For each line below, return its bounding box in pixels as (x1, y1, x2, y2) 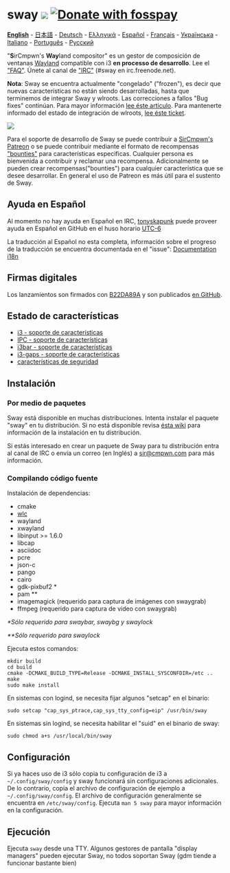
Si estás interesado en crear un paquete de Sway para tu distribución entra (7, 442, 220, 450)
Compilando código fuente (7, 473, 98, 483)
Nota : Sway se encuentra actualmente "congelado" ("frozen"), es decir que (7, 79, 221, 87)
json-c (16, 561, 36, 569)
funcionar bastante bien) (7, 859, 77, 867)
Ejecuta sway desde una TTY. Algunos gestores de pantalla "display (7, 844, 198, 852)
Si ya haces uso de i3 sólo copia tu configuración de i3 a (7, 770, 168, 778)
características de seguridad (16, 357, 98, 366)
